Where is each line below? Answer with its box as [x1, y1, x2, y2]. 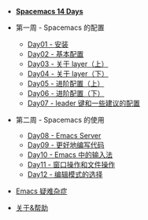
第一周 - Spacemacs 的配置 [15, 23, 105, 32]
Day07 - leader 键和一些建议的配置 [27, 98, 140, 108]
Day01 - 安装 [27, 39, 69, 49]
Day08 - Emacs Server [27, 131, 102, 140]
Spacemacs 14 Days [15, 7, 84, 16]
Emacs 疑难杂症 [15, 186, 68, 196]
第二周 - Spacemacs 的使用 [15, 115, 105, 124]
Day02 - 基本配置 [27, 49, 84, 58]
